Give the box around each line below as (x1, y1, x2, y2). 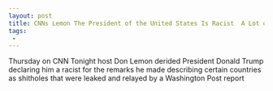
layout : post (8, 11, 53, 20)
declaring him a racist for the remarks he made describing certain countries (8, 65, 262, 75)
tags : (8, 27, 27, 35)
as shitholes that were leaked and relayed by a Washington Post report (8, 73, 245, 83)
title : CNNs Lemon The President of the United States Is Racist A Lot (8, 19, 260, 27)
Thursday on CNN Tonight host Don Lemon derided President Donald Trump (8, 56, 264, 66)
